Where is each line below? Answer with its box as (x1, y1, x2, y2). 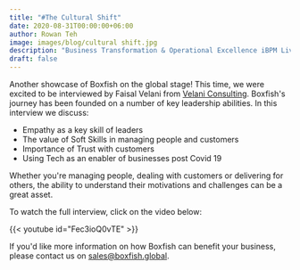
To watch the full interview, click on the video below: (9, 207, 203, 217)
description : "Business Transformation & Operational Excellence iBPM (9, 46, 278, 55)
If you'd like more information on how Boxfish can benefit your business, (9, 241, 277, 251)
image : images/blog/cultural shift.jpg (9, 37, 158, 47)
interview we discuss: (9, 108, 89, 118)
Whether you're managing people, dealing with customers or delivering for (9, 170, 284, 181)
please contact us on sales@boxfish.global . (9, 250, 170, 261)
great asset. (9, 189, 54, 200)
